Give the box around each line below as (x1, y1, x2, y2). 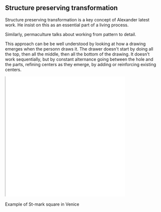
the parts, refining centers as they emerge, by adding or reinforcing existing (5, 61, 157, 67)
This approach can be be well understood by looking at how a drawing (5, 41, 146, 47)
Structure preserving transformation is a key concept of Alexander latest (5, 17, 150, 22)
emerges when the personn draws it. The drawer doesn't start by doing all (5, 46, 154, 52)
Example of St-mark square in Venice (5, 201, 80, 207)
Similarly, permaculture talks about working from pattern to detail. (5, 31, 137, 37)
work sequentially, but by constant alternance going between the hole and (5, 56, 154, 62)
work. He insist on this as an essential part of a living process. (5, 22, 129, 28)
